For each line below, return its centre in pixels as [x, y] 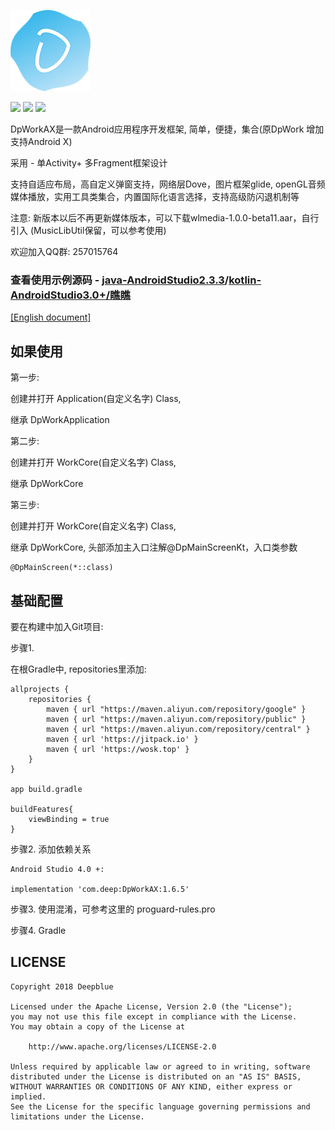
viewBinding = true [69, 819]
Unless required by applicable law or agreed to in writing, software [160, 1066]
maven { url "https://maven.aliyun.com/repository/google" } [176, 709]
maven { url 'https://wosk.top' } [118, 749]
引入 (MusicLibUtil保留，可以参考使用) [88, 230]
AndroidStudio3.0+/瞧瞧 [70, 295]
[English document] [51, 317]
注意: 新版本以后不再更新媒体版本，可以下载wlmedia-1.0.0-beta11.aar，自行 [165, 218]
